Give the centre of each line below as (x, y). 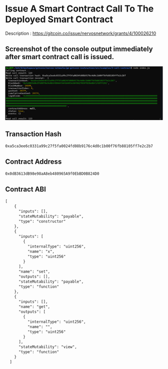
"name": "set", (34, 272)
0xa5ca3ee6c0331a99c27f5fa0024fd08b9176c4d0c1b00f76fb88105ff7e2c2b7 (79, 146)
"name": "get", (34, 307)
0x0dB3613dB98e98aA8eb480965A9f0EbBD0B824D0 (52, 174)
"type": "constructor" (42, 221)
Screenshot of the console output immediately (79, 49)
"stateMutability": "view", (48, 347)
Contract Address (33, 161)
